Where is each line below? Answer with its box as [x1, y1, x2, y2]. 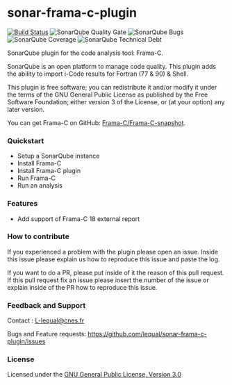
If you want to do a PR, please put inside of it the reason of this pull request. [7, 268, 224, 277]
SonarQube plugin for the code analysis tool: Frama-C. [7, 49, 164, 57]
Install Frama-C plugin [17, 167, 81, 175]
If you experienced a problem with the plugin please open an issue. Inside [7, 247, 219, 256]
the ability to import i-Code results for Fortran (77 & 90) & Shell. [7, 69, 189, 78]
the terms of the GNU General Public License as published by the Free [7, 90, 208, 99]
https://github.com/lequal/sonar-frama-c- [88, 330, 207, 338]
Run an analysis [17, 181, 63, 190]
